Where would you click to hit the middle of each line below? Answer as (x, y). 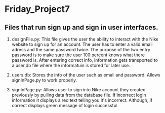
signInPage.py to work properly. (44, 80)
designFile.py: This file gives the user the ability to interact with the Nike (85, 39)
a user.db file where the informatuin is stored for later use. (71, 65)
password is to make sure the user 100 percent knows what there (78, 55)
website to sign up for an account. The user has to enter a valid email (82, 44)
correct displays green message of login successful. (65, 105)
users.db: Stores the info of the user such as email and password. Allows (86, 75)
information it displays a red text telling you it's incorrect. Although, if (82, 100)
